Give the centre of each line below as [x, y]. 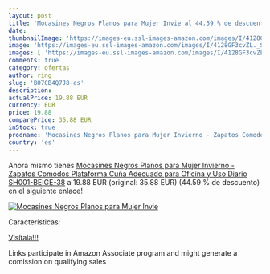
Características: [35, 222]
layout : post [30, 16]
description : [30, 90]
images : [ [25, 53]
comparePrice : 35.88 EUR [50, 120]
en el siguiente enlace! [45, 191]
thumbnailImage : [35, 38]
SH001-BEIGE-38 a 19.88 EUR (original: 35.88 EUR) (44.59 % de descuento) [134, 182]
